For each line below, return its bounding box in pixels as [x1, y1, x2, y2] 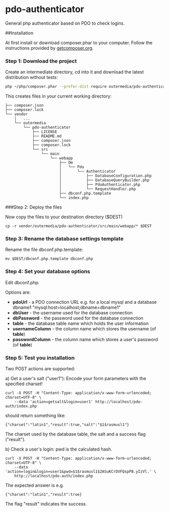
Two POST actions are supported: [5, 366, 75, 372]
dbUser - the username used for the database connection [12, 309, 133, 315]
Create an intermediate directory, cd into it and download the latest [5, 69, 144, 75]
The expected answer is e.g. [5, 482, 64, 488]
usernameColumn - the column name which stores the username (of [12, 325, 156, 331]
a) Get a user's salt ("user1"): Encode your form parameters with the [5, 376, 146, 381]
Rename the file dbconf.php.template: [5, 246, 83, 252]
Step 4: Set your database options [5, 268, 91, 275]
